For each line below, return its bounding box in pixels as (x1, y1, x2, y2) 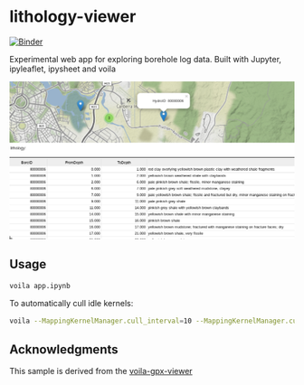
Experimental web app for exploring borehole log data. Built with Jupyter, (9, 53, 282, 64)
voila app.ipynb (9, 282, 71, 291)
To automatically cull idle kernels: (9, 298, 134, 309)
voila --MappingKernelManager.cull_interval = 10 (9, 316, 193, 326)
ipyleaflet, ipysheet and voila (9, 63, 116, 74)
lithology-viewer (9, 6, 137, 27)
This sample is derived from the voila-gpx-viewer (9, 365, 193, 376)
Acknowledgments (9, 342, 119, 357)
